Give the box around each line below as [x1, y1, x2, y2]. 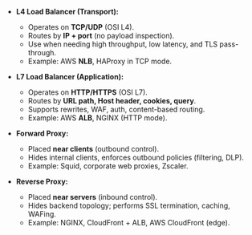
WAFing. [27, 209, 56, 219]
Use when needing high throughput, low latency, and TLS [27, 39, 218, 49]
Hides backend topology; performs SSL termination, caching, [27, 201, 230, 210]
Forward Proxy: [15, 128, 69, 138]
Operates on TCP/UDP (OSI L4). [27, 22, 135, 31]
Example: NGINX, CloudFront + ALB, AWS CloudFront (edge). [27, 218, 230, 227]
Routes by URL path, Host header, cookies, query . [27, 96, 197, 105]
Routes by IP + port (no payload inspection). [27, 31, 175, 40]
